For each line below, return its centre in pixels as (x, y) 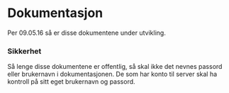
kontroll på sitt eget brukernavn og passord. (72, 82)
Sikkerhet (24, 51)
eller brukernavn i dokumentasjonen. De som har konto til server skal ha (112, 74)
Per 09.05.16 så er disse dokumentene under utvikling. (87, 33)
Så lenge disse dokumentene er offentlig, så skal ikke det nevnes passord (115, 67)
